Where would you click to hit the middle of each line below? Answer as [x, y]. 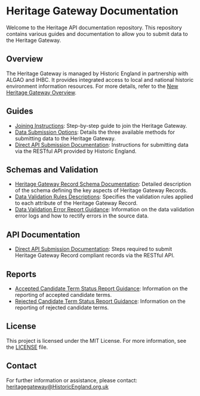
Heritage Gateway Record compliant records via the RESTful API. [95, 256]
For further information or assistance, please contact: [72, 380]
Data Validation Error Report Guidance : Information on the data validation [104, 210]
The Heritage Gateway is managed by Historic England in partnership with [97, 73]
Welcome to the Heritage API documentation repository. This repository [94, 27]
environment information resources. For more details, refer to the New [92, 86]
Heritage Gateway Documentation [92, 11]
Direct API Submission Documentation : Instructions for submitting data [102, 145]
